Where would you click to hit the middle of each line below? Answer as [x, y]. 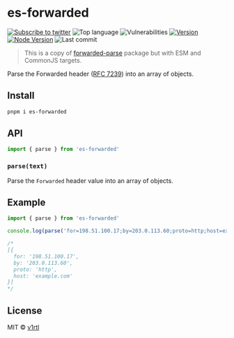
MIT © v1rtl [23, 327]
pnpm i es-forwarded [37, 112]
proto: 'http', [36, 269]
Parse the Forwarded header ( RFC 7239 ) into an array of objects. [100, 74]
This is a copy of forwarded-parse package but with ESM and [112, 53]
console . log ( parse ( [36, 231]
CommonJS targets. [53, 60]
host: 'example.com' [43, 276]
